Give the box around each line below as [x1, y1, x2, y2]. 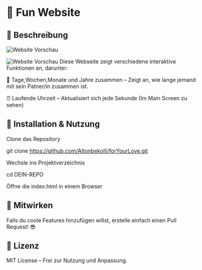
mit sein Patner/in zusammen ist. [6, 82, 88, 90]
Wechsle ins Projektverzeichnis [6, 159, 85, 166]
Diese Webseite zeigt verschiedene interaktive [59, 58, 176, 65]
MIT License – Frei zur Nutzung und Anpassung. [6, 257, 128, 265]
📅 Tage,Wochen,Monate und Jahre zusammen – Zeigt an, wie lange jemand [6, 76, 197, 83]
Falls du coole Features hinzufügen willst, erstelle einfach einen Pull [6, 216, 177, 224]
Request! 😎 [6, 223, 36, 230]
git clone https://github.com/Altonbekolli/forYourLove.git [6, 147, 148, 155]
